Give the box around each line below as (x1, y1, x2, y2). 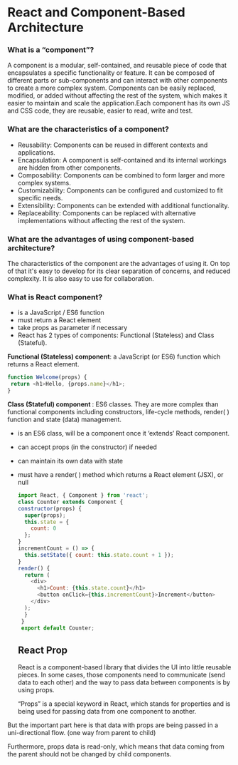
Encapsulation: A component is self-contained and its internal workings (17, 155, 227, 164)
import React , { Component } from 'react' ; (17, 492, 149, 499)
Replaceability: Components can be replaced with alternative (17, 208, 197, 217)
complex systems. (17, 178, 71, 187)
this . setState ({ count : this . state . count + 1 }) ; (24, 551, 174, 558)
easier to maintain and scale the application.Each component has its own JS (7, 99, 230, 108)
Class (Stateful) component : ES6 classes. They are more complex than (7, 400, 219, 409)
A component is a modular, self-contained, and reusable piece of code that (7, 61, 227, 70)
